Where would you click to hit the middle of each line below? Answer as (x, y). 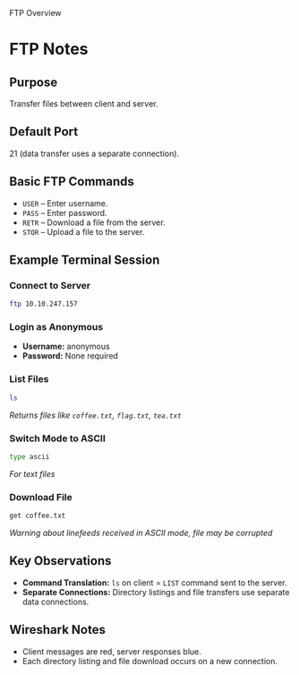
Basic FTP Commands (72, 182)
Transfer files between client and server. (84, 104)
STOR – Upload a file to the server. (83, 231)
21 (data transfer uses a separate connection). (94, 153)
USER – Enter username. (65, 203)
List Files (29, 379)
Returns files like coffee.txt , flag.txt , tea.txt (95, 415)
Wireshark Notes (57, 630)
